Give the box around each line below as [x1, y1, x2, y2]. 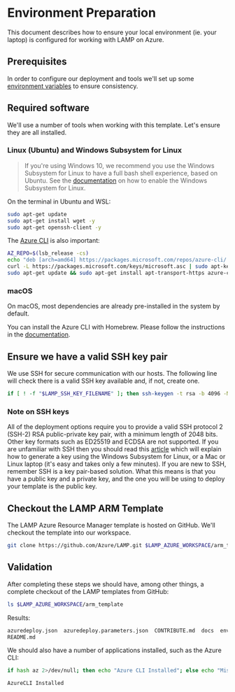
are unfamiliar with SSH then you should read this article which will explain [7, 445, 222, 453]
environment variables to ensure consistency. [7, 82, 138, 90]
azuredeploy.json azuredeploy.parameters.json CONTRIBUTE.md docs [7, 627, 215, 634]
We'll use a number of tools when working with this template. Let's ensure [7, 120, 220, 129]
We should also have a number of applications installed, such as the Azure [7, 646, 222, 655]
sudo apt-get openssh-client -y [7, 224, 101, 231]
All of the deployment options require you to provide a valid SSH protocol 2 [7, 423, 224, 431]
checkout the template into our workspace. [7, 528, 131, 537]
